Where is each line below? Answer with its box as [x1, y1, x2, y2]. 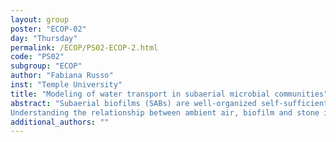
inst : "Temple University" [10, 80, 123, 90]
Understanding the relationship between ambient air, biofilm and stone [10, 107, 320, 118]
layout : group [10, 14, 70, 25]
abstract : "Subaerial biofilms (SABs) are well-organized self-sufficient [10, 98, 329, 108]
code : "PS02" [10, 52, 65, 62]
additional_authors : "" [10, 117, 110, 127]
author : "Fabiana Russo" [10, 71, 114, 81]
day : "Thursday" [10, 33, 78, 43]
